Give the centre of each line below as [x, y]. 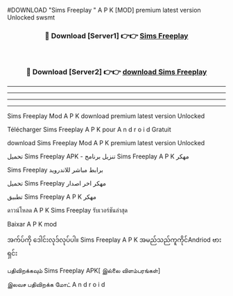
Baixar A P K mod [32, 224]
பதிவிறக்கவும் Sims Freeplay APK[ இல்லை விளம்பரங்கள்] [84, 270]
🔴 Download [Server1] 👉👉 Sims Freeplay [116, 35]
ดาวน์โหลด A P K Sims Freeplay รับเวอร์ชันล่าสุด [68, 210]
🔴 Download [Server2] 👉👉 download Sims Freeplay [116, 72]
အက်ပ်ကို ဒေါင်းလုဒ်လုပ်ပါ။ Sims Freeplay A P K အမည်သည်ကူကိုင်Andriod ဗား [114, 240]
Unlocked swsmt [31, 17]
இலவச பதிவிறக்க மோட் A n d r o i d [56, 284]
